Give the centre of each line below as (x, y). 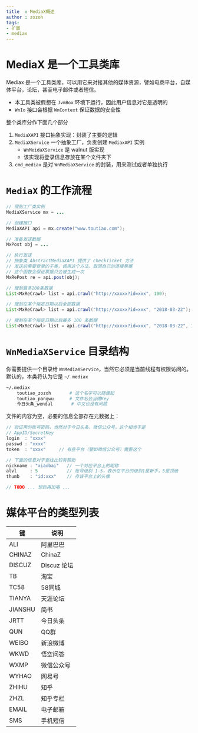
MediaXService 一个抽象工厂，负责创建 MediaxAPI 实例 (80, 142)
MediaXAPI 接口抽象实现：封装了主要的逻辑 (66, 135)
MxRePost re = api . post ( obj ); (43, 277)
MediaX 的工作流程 (49, 191)
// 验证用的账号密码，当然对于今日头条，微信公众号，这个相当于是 (76, 427)
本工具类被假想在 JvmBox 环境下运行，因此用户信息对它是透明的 (91, 102)
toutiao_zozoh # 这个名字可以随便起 (66, 393)
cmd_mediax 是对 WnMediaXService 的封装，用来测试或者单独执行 (91, 165)
